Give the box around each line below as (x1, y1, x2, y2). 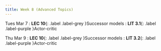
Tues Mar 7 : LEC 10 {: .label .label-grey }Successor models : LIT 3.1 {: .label (5, 20, 156, 26)
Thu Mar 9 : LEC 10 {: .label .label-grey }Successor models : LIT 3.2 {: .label (5, 35, 156, 41)
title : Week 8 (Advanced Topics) (5, 7, 74, 12)
